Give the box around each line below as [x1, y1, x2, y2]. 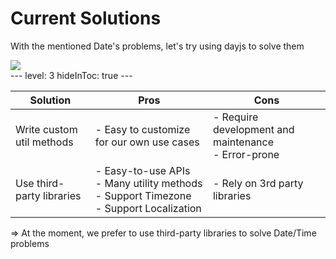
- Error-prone [212, 147, 280, 161]
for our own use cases [94, 135, 200, 149]
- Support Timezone [94, 188, 192, 202]
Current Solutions [10, 7, 162, 30]
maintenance [212, 135, 275, 149]
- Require [212, 110, 259, 124]
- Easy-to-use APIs [94, 163, 191, 177]
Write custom [15, 122, 78, 136]
